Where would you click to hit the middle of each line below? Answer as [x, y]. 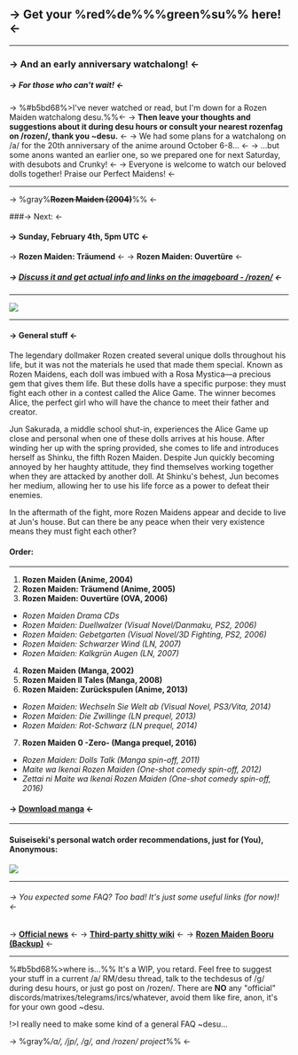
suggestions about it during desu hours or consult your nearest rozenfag [146, 126]
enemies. [26, 496]
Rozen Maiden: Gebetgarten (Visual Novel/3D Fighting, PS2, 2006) [145, 635]
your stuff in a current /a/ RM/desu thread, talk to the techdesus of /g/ [137, 978]
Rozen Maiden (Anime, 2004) [77, 580]
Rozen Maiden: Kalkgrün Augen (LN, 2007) [100, 654]
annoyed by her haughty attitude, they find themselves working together [141, 467]
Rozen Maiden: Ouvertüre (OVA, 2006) [95, 599]
